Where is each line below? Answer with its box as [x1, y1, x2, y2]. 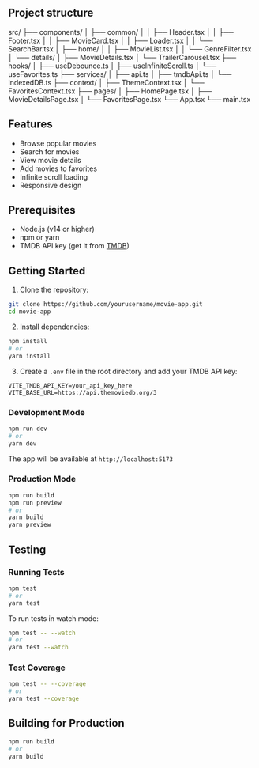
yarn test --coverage [8, 695, 80, 703]
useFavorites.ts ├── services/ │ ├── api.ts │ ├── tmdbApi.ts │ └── [8, 69, 232, 78]
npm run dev [8, 425, 47, 433]
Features [8, 118, 53, 131]
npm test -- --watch [8, 629, 77, 637]
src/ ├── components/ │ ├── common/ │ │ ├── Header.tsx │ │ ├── [8, 27, 235, 36]
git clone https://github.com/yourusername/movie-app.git [8, 301, 203, 308]
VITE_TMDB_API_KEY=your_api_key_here [8, 381, 133, 390]
